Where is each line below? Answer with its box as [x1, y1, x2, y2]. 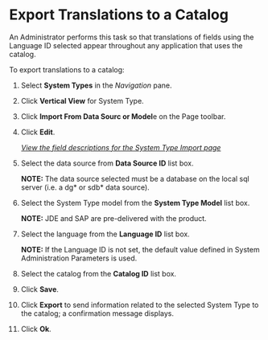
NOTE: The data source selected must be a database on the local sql [20, 174, 249, 183]
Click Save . [20, 284, 60, 294]
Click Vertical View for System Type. [20, 96, 144, 105]
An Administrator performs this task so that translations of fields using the [9, 32, 254, 42]
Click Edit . [20, 127, 56, 137]
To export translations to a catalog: [9, 64, 125, 74]
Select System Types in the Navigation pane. [20, 80, 172, 90]
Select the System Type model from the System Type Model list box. [20, 198, 250, 207]
